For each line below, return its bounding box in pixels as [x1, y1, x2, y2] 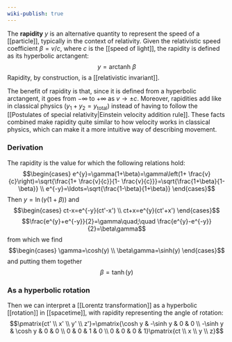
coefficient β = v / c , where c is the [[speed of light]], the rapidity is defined [7, 44, 220, 52]
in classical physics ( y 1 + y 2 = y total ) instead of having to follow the [7, 102, 198, 111]
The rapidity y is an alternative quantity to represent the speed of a [7, 29, 200, 38]
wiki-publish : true [7, 10, 64, 17]
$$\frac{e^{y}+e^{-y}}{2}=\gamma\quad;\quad [22, 217, 156, 225]
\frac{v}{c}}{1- [78, 177, 120, 185]
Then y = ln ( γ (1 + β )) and [7, 195, 80, 203]
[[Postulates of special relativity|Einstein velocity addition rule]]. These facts [7, 111, 226, 119]
